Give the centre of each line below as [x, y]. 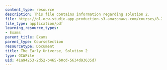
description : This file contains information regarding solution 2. [78, 14]
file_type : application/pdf [34, 23]
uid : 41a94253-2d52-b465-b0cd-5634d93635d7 [51, 60]
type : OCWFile [20, 55]
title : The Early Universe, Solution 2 [46, 51]
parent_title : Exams [27, 37]
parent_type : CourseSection [34, 42]
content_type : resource [30, 10]
